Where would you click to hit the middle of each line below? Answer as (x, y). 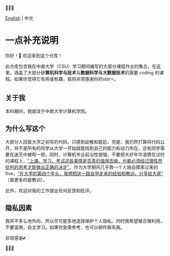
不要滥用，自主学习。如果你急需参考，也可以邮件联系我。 (65, 227)
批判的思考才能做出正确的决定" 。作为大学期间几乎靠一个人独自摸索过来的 (82, 167)
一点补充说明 (32, 41)
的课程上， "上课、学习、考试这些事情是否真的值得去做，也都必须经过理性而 (84, 161)
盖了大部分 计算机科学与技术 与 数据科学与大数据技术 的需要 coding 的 (89, 72)
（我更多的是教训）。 (26, 180)
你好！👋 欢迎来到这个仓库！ (34, 55)
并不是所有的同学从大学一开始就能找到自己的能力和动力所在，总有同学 (87, 148)
